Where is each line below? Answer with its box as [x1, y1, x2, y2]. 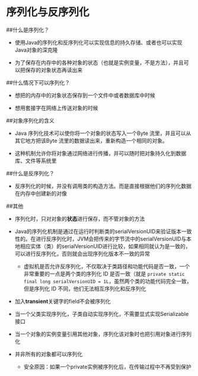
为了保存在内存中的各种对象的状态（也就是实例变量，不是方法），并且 [14, 59, 184, 66]
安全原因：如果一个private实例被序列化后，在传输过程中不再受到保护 [23, 363, 191, 370]
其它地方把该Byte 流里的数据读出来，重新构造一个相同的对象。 [14, 137, 168, 144]
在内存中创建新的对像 [14, 190, 67, 197]
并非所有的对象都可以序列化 [14, 350, 83, 358]
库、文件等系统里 [14, 157, 57, 164]
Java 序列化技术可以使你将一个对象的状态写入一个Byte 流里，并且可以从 [14, 129, 191, 137]
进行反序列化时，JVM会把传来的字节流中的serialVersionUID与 [35, 235, 187, 242]
